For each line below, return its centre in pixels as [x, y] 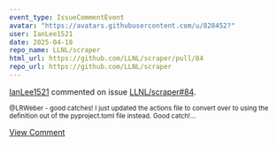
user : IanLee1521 [41, 34]
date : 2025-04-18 [41, 42]
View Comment [37, 132]
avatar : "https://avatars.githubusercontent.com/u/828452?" [123, 26]
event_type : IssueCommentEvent [67, 17]
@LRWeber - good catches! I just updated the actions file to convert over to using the [139, 108]
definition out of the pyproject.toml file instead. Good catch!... [103, 116]
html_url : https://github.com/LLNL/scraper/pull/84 [106, 58]
